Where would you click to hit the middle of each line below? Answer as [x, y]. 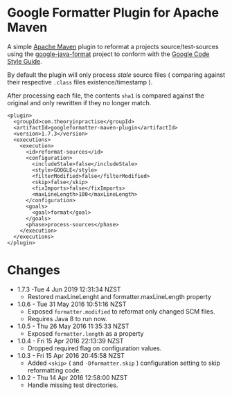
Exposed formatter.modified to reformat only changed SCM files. [121, 311]
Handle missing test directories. [73, 385]
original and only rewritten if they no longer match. [79, 102]
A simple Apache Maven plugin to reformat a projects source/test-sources [113, 46]
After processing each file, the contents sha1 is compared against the [106, 96]
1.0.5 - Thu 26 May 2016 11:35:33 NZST [73, 326]
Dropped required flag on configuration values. [95, 348]
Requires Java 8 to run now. [67, 318]
